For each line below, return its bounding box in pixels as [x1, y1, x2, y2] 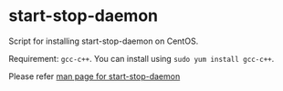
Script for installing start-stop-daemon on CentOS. [8, 35, 199, 46]
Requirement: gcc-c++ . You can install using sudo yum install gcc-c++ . [8, 53, 275, 64]
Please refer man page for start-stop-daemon [8, 70, 181, 82]
